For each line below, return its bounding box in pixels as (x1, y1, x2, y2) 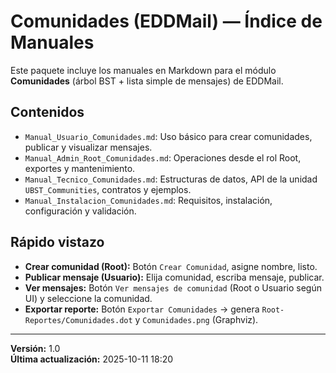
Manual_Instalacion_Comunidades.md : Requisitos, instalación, (24, 194, 273, 206)
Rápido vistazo (10, 234, 105, 251)
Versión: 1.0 (10, 342, 61, 354)
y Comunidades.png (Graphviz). (134, 313, 259, 325)
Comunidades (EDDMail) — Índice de (10, 10, 323, 33)
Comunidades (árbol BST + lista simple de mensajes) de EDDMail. (10, 75, 284, 87)
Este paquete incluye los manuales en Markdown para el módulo (10, 64, 277, 76)
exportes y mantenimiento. (24, 162, 136, 174)
